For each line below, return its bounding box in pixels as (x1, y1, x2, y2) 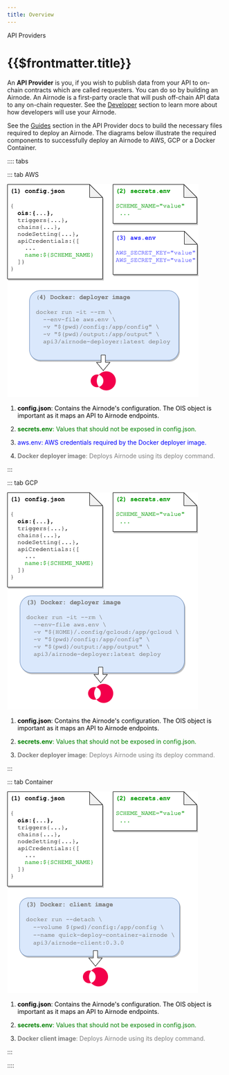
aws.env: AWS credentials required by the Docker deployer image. (17, 438, 207, 447)
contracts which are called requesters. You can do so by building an (24, 85, 219, 94)
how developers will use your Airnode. (7, 108, 117, 116)
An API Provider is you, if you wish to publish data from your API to (7, 78, 199, 87)
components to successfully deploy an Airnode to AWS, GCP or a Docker (7, 136, 216, 144)
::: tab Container (7, 777, 53, 786)
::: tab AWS (7, 170, 39, 178)
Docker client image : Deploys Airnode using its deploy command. (17, 1034, 205, 1042)
